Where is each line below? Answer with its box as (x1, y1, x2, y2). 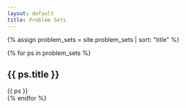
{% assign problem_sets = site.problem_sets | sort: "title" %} (7, 35, 180, 43)
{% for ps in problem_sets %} (7, 49, 91, 57)
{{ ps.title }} (7, 68, 60, 80)
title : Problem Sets (7, 17, 67, 23)
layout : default (7, 10, 54, 17)
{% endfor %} (7, 94, 47, 102)
